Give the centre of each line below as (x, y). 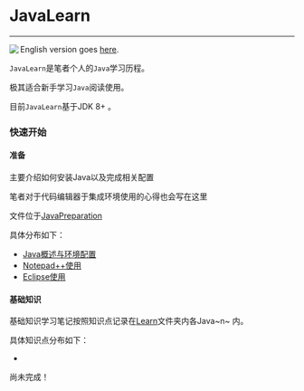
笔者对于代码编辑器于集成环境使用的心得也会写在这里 (109, 196)
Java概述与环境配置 (59, 254)
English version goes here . (70, 49)
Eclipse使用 (44, 277)
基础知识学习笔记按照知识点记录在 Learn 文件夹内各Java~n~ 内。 (129, 321)
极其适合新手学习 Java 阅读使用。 (69, 87)
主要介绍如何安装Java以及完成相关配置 (82, 177)
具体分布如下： (37, 235)
